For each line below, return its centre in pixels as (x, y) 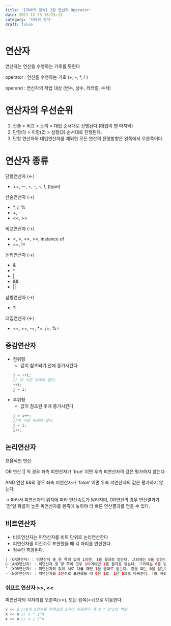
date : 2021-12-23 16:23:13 (34, 15)
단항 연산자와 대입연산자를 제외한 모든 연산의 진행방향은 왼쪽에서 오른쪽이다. (88, 139)
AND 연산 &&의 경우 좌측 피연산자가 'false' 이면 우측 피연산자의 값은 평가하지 (82, 482)
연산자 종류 (27, 161)
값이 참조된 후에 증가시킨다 (47, 406)
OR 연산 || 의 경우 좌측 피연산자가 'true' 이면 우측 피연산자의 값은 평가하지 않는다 (85, 472)
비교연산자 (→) (20, 229)
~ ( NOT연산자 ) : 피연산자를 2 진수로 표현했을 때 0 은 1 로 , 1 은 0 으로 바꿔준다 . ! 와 (81, 574)
